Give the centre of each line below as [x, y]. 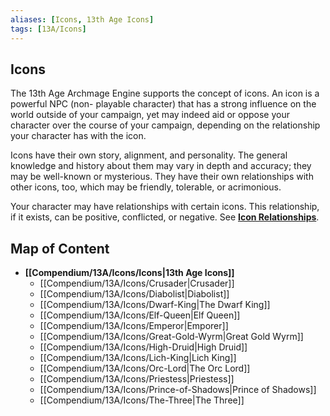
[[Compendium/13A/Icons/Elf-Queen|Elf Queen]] [140, 315]
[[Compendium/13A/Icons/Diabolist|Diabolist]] [134, 294]
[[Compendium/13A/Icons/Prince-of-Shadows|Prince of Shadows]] [178, 390]
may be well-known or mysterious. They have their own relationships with [162, 177]
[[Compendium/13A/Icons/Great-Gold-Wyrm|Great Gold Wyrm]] [171, 337]
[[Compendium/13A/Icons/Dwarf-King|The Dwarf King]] [155, 305]
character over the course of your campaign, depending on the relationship [165, 125]
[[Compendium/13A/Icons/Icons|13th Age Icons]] [129, 273]
